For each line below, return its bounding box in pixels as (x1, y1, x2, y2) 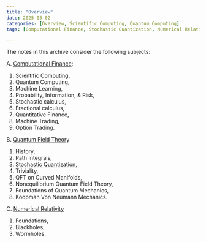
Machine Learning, (15, 85, 63, 93)
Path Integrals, (15, 154, 52, 162)
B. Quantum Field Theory (6, 136, 70, 143)
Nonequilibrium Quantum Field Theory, (15, 180, 113, 187)
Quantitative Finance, (15, 111, 69, 118)
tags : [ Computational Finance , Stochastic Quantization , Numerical (6, 26, 183, 32)
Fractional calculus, (15, 105, 65, 112)
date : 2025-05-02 (6, 15, 51, 21)
